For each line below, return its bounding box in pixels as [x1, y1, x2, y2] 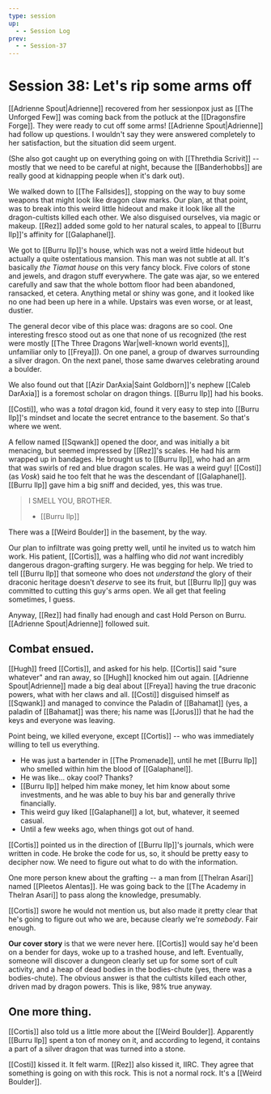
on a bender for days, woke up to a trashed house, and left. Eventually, [8, 947, 244, 956]
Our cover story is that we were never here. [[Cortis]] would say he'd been [8, 939, 259, 948]
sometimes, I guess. [8, 594, 75, 604]
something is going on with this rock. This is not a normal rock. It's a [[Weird [8, 1068, 262, 1078]
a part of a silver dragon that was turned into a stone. [8, 1044, 186, 1054]
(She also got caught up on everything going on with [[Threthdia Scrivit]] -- [8, 154, 260, 164]
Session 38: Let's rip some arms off [8, 77, 252, 96]
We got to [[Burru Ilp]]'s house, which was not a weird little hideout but [8, 245, 244, 255]
